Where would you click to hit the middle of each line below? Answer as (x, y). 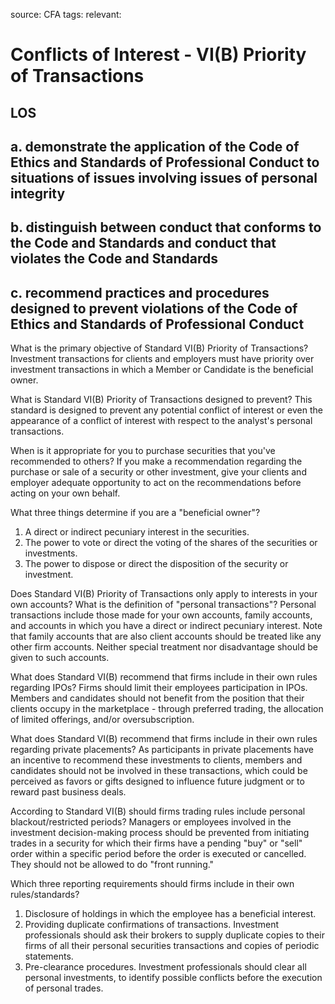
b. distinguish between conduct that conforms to (166, 227)
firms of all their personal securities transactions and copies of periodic (172, 946)
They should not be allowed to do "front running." (112, 865)
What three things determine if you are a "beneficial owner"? (135, 513)
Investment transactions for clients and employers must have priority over (162, 359)
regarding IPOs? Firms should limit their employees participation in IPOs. (159, 688)
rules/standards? (45, 895)
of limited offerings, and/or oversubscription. (102, 720)
